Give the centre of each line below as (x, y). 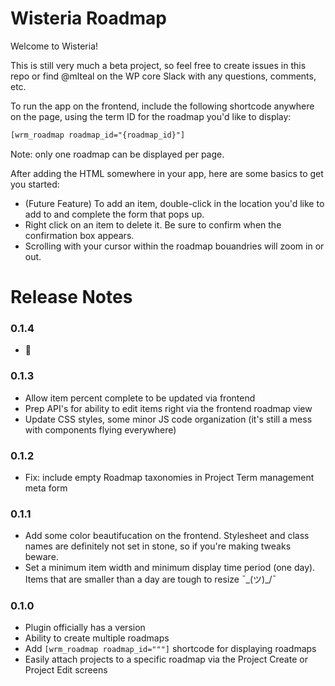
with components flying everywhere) (100, 429)
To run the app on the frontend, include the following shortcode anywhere (162, 106)
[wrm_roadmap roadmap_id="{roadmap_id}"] (98, 135)
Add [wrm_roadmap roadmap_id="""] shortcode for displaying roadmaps (170, 649)
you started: (35, 184)
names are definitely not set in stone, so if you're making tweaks (158, 546)
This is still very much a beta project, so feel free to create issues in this (158, 65)
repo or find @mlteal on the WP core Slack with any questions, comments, (163, 76)
